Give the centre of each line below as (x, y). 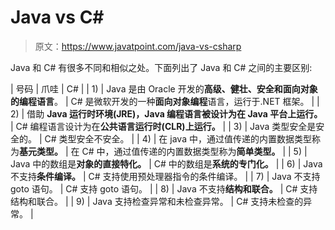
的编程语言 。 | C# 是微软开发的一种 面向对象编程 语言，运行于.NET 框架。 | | (165, 101)
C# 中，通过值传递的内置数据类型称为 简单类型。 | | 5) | (194, 151)
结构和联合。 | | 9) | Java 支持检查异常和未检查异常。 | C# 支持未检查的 (157, 201)
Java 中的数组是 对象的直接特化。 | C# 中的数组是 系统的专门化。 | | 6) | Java (166, 163)
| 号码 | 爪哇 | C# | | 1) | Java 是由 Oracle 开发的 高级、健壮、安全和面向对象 (164, 88)
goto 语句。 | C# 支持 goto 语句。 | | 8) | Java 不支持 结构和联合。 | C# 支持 (164, 188)
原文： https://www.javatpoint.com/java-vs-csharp (138, 46)
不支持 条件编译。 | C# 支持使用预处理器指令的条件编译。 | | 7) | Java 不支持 (165, 176)
